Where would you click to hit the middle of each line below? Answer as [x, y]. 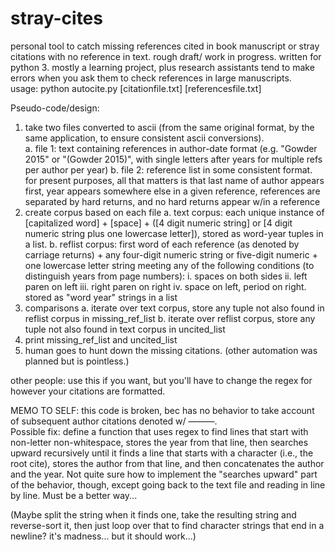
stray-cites [56, 18]
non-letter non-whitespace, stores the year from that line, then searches [159, 442]
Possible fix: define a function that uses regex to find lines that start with [159, 431]
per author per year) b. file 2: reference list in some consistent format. [168, 169]
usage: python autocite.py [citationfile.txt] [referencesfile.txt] [136, 88]
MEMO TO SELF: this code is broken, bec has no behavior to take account [162, 410]
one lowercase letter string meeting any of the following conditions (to [169, 265]
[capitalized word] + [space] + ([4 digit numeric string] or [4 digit [158, 223]
